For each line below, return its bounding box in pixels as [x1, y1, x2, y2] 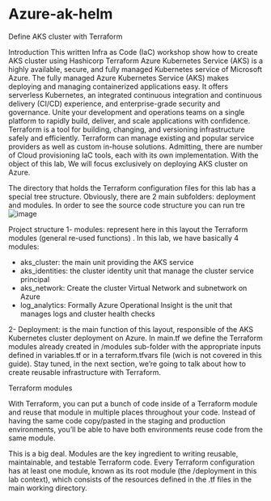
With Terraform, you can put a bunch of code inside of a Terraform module [8, 398, 258, 408]
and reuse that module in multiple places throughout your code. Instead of [8, 407, 256, 417]
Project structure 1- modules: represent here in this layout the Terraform [8, 224, 248, 234]
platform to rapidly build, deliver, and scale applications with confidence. [8, 116, 251, 125]
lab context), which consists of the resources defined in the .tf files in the [8, 474, 252, 484]
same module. [8, 433, 56, 443]
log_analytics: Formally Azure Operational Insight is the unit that [19, 300, 233, 309]
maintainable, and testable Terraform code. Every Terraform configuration [8, 457, 255, 467]
